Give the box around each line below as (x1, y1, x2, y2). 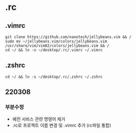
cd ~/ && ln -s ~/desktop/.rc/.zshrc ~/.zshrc (5, 74, 103, 79)
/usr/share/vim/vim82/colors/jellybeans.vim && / (5, 43, 110, 48)
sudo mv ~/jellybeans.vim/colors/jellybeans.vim (5, 39, 107, 44)
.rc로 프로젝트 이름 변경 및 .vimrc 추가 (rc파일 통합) (12, 122, 111, 128)
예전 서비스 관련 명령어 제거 (12, 116, 66, 122)
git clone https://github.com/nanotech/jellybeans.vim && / (5, 34, 132, 39)
